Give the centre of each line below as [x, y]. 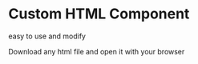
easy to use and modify [47, 36]
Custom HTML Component [99, 14]
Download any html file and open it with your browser [97, 51]
